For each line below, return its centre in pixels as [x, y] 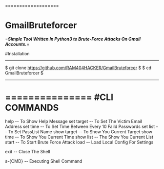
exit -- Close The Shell [28, 151]
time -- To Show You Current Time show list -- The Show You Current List [79, 137]
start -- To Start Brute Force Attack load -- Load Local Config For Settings [79, 142]
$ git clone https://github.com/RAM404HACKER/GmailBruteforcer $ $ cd [78, 68]
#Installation [18, 53]
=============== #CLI [59, 97]
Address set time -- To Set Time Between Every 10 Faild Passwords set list [80, 126]
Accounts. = [17, 44]
